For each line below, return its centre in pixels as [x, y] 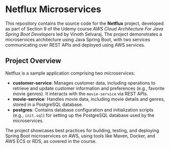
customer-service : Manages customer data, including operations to [84, 83]
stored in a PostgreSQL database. [48, 104]
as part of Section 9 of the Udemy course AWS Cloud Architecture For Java [84, 28]
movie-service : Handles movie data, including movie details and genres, [89, 99]
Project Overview [33, 61]
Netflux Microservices [53, 9]
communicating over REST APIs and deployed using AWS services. [75, 45]
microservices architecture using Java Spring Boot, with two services [78, 40]
